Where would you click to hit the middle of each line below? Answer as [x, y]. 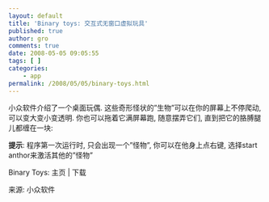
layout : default [36, 16]
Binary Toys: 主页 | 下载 [47, 172]
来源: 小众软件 [32, 189]
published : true [36, 31]
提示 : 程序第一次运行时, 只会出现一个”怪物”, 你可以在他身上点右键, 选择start [133, 145]
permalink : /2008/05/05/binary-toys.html [79, 83]
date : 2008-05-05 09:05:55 [54, 53]
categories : [28, 69]
